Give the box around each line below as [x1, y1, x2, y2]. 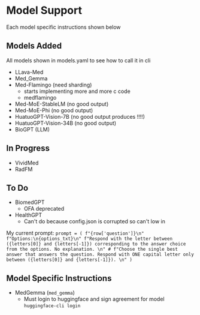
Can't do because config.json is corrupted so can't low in [23, 218, 166, 225]
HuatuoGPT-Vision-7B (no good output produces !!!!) [14, 113, 146, 120]
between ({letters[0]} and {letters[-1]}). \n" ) [6, 257, 133, 263]
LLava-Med [14, 68, 44, 76]
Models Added [6, 41, 62, 51]
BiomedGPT [14, 199, 45, 206]
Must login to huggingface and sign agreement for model [23, 295, 165, 303]
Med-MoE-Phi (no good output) [14, 106, 93, 114]
